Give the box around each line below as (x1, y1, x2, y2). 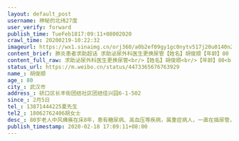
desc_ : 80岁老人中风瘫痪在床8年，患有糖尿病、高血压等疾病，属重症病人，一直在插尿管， (7, 116, 235, 123)
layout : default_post (7, 10, 72, 18)
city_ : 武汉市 (7, 83, 46, 90)
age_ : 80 (7, 76, 33, 84)
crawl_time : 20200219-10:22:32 (7, 37, 100, 44)
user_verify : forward (7, 23, 72, 31)
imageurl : (7, 43, 37, 51)
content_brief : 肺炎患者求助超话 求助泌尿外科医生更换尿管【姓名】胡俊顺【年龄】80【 (7, 51, 235, 58)
